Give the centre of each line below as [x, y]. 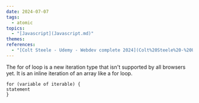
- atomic [22, 22]
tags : [13, 17]
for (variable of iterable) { [44, 84]
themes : [16, 39]
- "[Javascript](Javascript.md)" [53, 34]
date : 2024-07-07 [28, 12]
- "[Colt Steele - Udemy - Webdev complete [66, 50]
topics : [16, 28]
